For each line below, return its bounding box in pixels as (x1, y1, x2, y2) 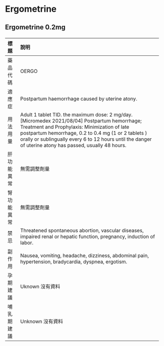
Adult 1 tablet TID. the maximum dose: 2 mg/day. (20, 111, 133, 118)
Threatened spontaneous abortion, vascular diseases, (20, 227, 144, 234)
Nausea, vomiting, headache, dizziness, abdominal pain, (20, 252, 149, 259)
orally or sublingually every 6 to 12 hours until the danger (20, 136, 152, 143)
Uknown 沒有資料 (20, 283, 61, 290)
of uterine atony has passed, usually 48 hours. (20, 142, 127, 148)
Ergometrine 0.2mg (5, 23, 66, 31)
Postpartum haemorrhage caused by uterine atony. (20, 95, 138, 102)
